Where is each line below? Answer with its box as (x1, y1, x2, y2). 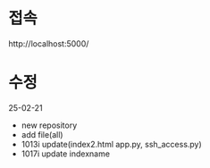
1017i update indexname (21, 148, 111, 159)
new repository (21, 120, 78, 130)
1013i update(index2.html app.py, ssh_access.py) (21, 139, 202, 149)
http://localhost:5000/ (8, 38, 89, 49)
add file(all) (21, 129, 63, 139)
